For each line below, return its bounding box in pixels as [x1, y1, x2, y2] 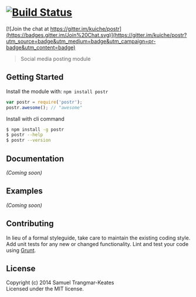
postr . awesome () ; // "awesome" [6, 104, 83, 111]
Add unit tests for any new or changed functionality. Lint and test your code [6, 240, 189, 247]
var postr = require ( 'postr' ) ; [6, 99, 83, 105]
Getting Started [6, 72, 64, 82]
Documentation [6, 153, 65, 163]
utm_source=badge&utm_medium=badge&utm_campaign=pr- [6, 37, 156, 45]
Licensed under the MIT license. [6, 285, 84, 292]
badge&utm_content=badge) [6, 44, 76, 51]
